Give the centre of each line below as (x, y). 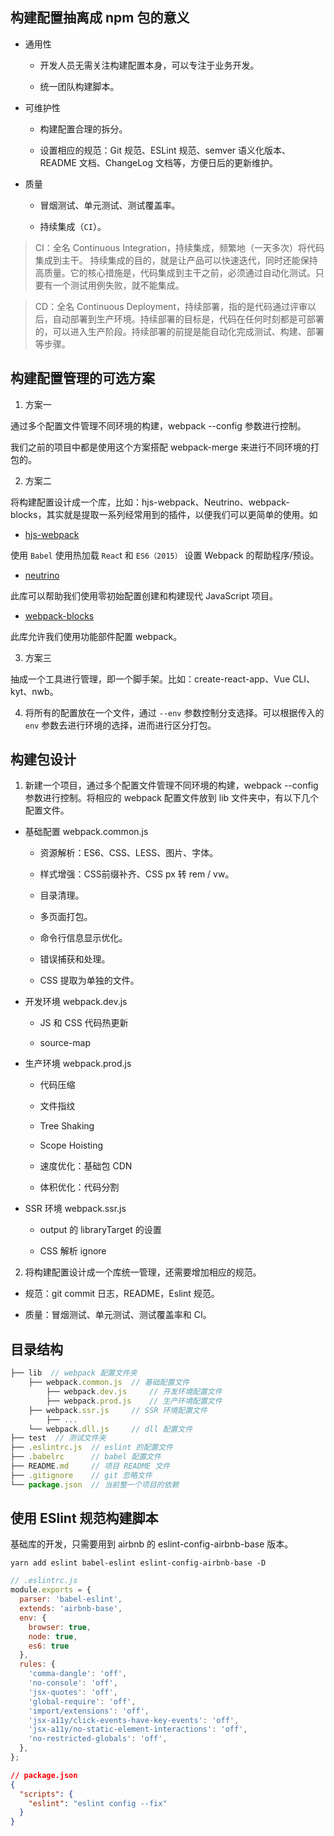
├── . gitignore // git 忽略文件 (81, 1475)
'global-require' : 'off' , (82, 1701)
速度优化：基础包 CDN (86, 1166)
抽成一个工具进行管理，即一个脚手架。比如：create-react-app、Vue (150, 679)
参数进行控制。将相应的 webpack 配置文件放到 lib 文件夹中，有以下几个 (172, 798)
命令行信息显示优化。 (83, 938)
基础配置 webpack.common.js (86, 832)
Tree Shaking (67, 1126)
